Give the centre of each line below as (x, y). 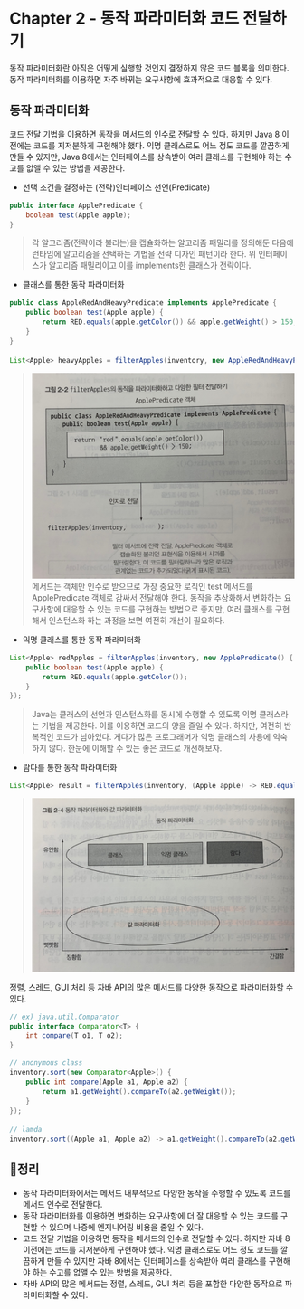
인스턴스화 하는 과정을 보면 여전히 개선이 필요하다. (137, 620)
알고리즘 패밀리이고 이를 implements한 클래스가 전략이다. (150, 266)
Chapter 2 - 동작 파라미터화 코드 (124, 19)
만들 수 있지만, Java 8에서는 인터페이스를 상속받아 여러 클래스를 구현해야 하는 (146, 157)
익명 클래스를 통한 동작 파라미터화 (82, 640)
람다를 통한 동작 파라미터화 (70, 768)
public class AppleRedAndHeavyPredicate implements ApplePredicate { (143, 303)
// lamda (26, 1130)
